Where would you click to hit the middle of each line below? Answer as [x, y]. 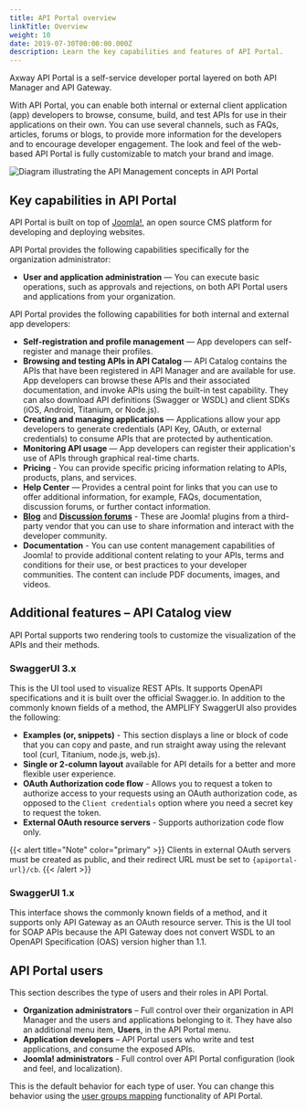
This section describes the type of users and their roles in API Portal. [139, 993]
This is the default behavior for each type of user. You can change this [142, 1086]
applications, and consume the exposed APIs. [109, 1049]
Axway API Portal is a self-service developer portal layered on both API [143, 78]
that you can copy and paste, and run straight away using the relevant [154, 745]
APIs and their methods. [55, 644]
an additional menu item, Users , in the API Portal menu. [127, 1030]
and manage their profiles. [104, 351]
